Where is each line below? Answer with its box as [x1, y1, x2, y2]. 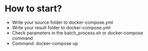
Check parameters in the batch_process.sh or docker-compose [12, 30, 143, 36]
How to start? [5, 3, 62, 14]
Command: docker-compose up [12, 40, 78, 46]
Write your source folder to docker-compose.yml [12, 19, 113, 25]
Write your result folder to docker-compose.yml [12, 24, 111, 30]
